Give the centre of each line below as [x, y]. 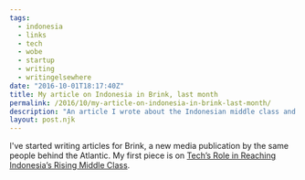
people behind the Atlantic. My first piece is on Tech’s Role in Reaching [143, 155]
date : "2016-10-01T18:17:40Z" [67, 86]
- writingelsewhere [55, 78]
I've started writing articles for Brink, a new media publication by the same [149, 146]
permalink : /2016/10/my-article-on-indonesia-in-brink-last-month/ [141, 103]
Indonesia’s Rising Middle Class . [70, 165]
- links [32, 35]
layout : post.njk [42, 120]
